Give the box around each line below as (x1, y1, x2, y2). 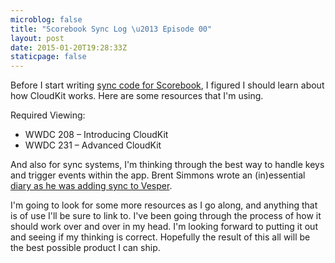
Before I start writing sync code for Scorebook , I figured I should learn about (10, 79, 325, 91)
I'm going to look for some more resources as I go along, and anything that (10, 199, 318, 211)
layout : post (10, 33, 65, 43)
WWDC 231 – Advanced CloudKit (24, 139, 162, 151)
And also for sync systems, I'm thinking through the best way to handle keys (10, 159, 325, 171)
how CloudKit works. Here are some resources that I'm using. (10, 90, 264, 102)
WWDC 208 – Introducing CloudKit (24, 129, 169, 141)
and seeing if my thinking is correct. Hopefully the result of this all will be (10, 231, 311, 243)
